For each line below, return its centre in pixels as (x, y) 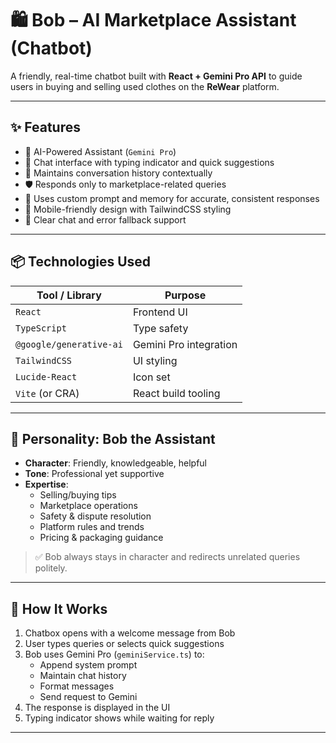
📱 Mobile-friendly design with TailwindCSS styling (128, 209)
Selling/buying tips (78, 495)
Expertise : (46, 484)
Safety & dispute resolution (95, 516)
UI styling (155, 360)
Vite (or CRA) (47, 393)
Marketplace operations (88, 506)
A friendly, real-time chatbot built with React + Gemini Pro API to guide (156, 76)
